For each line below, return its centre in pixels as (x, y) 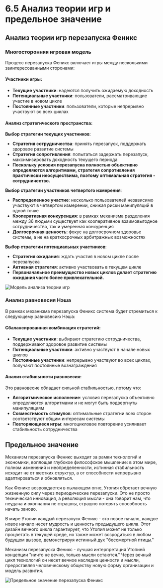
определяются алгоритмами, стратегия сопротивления (74, 170)
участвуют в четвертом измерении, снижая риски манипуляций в (82, 205)
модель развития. (24, 571)
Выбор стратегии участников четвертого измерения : (64, 190)
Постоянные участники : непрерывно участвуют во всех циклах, (82, 360)
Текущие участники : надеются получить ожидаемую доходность (83, 91)
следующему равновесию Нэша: (40, 316)
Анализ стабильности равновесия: (43, 377)
